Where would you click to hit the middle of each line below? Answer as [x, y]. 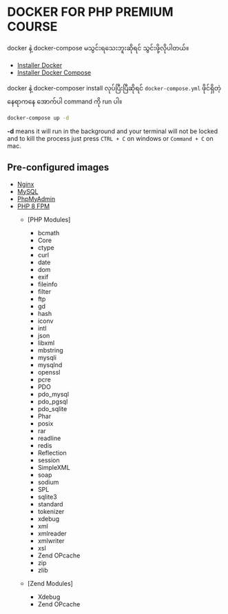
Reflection [52, 453]
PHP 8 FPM [33, 206]
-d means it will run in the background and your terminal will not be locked [113, 131]
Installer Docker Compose [54, 72]
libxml [46, 343]
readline [49, 438]
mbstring [50, 350]
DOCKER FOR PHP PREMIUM [90, 12]
